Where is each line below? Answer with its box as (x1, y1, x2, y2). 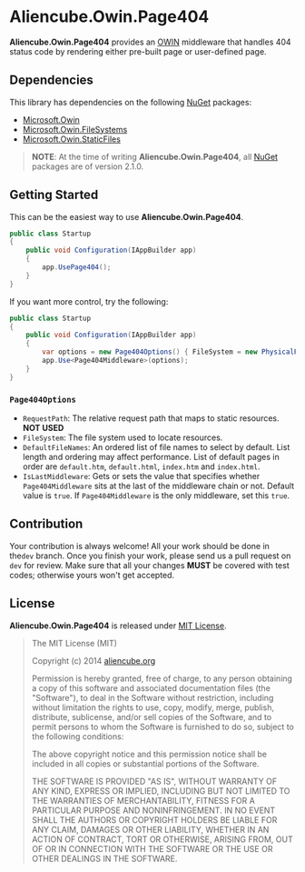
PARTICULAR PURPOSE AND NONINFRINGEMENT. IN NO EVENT (31, 805, 276, 816)
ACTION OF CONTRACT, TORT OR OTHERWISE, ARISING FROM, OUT (31, 834, 293, 845)
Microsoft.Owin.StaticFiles (22, 134, 121, 145)
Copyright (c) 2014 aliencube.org (31, 655, 156, 666)
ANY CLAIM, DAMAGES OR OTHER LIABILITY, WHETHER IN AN (31, 824, 270, 835)
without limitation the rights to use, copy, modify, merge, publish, (31, 702, 275, 713)
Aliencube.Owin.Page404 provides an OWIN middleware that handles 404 (9, 36, 292, 47)
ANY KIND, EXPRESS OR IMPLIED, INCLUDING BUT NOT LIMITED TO (31, 785, 290, 797)
